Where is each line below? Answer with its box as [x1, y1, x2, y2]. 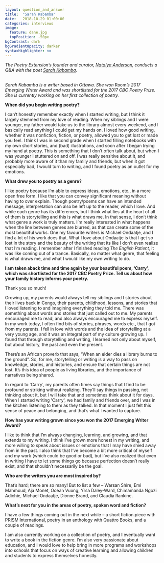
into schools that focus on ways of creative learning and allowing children [5, 547, 154, 553]
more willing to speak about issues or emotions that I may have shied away [5, 442, 156, 448]
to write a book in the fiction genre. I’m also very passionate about [5, 536, 139, 543]
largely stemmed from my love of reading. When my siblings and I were [5, 116, 149, 122]
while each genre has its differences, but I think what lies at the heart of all [5, 208, 155, 214]
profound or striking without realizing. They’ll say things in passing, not [5, 387, 148, 393]
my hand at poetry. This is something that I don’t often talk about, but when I [5, 148, 159, 154]
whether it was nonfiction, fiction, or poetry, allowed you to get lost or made [5, 132, 158, 138]
